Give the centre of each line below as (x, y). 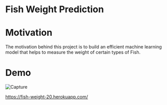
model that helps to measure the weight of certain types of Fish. (73, 52)
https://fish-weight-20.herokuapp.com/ (47, 97)
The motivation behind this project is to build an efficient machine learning (84, 47)
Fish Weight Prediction (55, 9)
